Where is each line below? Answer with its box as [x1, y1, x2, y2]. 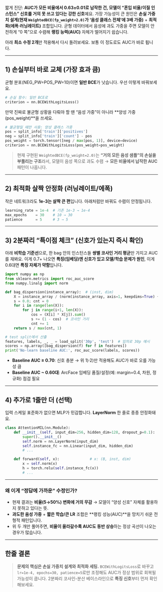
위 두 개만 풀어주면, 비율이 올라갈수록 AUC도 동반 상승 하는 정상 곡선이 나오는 [12, 524, 157, 529]
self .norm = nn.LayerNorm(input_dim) [22, 439, 98, 444]
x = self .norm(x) [22, 461, 57, 466]
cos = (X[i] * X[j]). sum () [31, 312, 86, 317]
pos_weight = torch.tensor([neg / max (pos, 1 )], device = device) [5, 138, 138, 143]
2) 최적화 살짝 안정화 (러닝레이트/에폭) [5, 185, 113, 193]
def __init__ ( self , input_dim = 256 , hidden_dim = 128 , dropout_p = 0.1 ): [14, 430, 155, 435]
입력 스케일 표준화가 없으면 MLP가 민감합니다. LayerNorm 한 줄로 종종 [5, 410, 139, 415]
